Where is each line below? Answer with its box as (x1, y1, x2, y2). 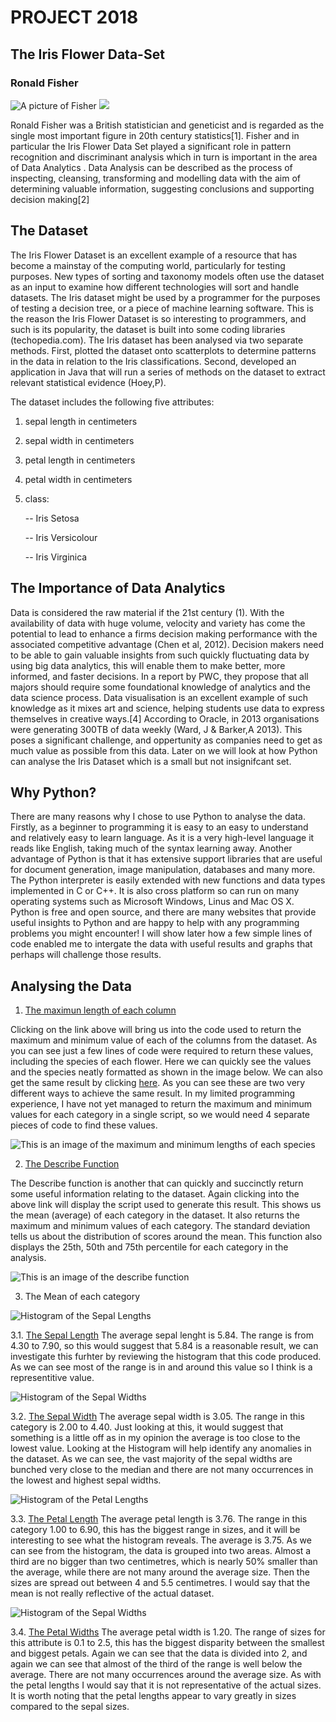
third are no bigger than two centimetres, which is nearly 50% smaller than (10, 1556, 318, 1568)
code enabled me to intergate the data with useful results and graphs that (10, 938, 313, 950)
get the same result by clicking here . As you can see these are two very (10, 1077, 306, 1089)
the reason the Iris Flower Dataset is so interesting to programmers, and (10, 312, 307, 325)
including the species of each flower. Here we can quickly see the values (10, 1056, 312, 1068)
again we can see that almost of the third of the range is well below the (10, 1658, 303, 1670)
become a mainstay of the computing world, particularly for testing (10, 259, 286, 271)
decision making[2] (10, 193, 90, 205)
